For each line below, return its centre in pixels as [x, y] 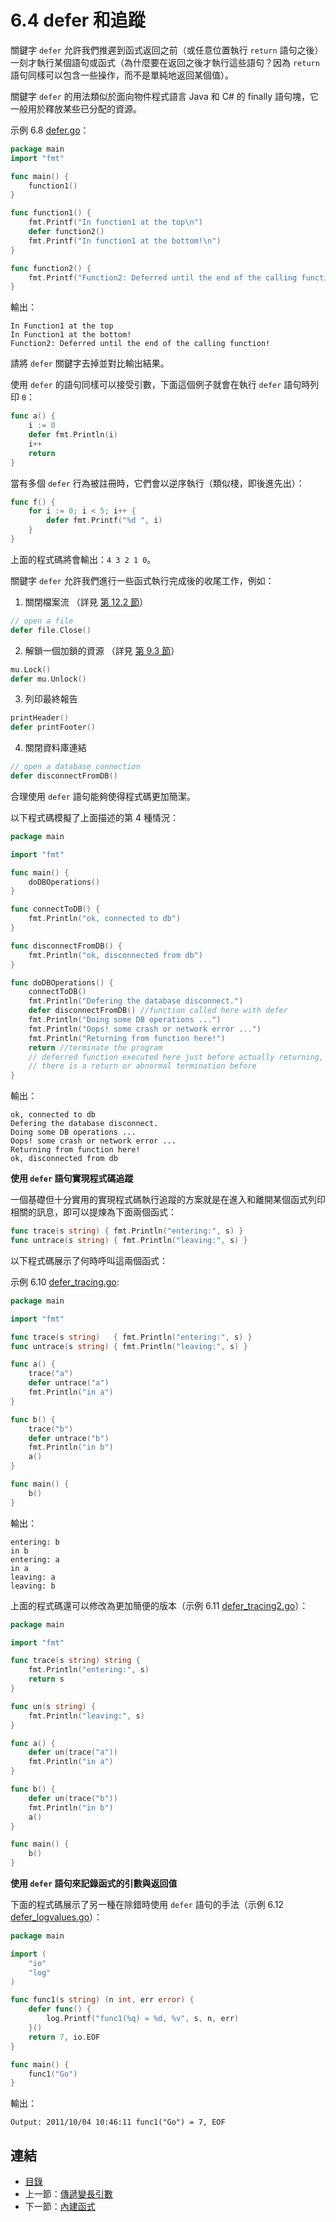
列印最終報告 [51, 699]
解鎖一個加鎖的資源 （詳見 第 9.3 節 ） [102, 650]
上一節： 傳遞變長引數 [68, 2194]
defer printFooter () [53, 727]
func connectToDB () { [55, 909]
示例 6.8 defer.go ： [50, 130]
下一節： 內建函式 [60, 2207]
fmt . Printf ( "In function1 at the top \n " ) [115, 222]
